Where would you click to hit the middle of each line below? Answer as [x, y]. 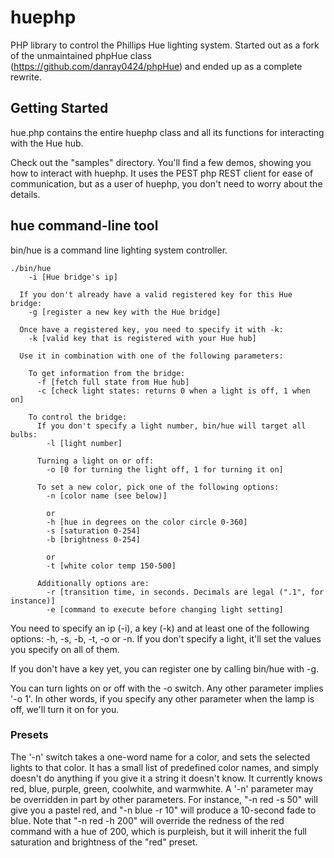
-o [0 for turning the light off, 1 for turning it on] [165, 469]
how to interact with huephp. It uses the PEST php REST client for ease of [162, 173]
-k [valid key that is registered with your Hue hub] [142, 338]
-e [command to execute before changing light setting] [165, 609]
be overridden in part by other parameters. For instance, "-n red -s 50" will [164, 799]
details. [25, 194]
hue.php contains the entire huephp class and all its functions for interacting [167, 132]
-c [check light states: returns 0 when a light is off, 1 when [173, 391]
